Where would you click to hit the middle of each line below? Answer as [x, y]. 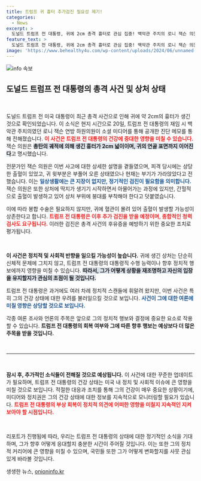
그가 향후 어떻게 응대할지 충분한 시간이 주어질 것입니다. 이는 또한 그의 [99, 443]
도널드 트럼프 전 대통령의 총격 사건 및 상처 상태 [86, 89]
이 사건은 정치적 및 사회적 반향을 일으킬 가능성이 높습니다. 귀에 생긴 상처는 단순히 [99, 255]
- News [20, 23]
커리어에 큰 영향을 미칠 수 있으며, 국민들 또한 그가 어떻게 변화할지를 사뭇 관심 [102, 451]
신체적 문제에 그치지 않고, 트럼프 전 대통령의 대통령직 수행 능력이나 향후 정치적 [97, 263]
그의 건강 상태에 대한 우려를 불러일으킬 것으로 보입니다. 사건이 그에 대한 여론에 [103, 298]
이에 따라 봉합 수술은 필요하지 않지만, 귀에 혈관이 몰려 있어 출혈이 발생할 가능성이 [100, 209]
